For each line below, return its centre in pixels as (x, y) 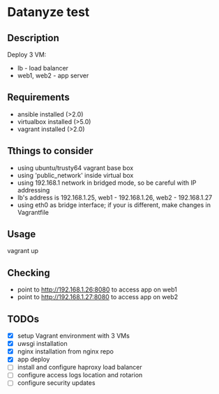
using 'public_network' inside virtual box (75, 175)
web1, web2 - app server (53, 75)
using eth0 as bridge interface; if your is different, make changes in (114, 205)
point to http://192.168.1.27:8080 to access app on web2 (98, 297)
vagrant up (23, 251)
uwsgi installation (42, 344)
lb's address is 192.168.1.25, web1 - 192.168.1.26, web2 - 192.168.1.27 (115, 197)
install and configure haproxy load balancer (80, 368)
